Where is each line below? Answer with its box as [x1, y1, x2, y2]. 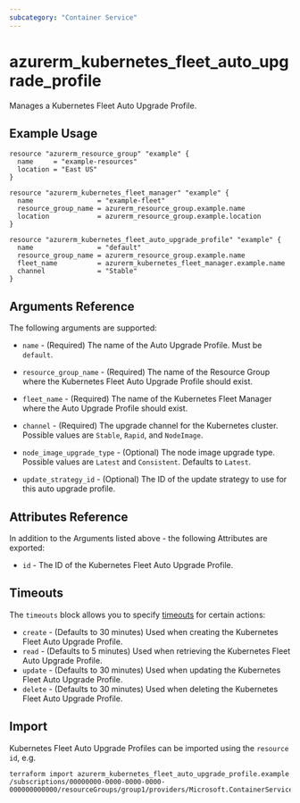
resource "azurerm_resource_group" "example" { [9, 149, 190, 159]
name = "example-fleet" [17, 197, 166, 205]
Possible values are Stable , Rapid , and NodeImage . [21, 430, 204, 440]
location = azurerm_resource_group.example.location [17, 212, 262, 222]
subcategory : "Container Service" [9, 13, 138, 22]
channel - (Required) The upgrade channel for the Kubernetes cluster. [21, 421, 279, 431]
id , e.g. [9, 752, 37, 763]
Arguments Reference [9, 298, 136, 314]
